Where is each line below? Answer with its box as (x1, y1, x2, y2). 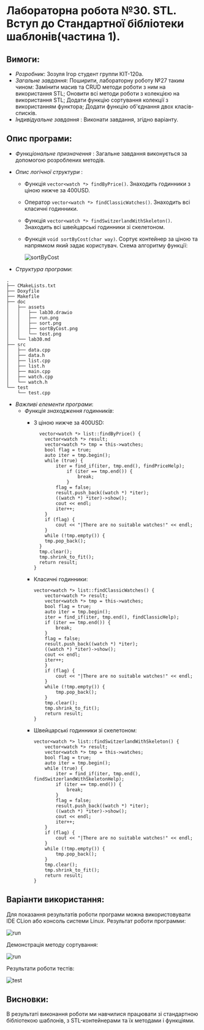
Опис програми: (6, 133, 72, 144)
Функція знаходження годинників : (24, 407, 115, 414)
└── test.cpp (17, 389, 51, 396)
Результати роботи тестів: (6, 964, 75, 972)
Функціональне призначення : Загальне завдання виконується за (15, 149, 187, 157)
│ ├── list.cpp (6, 358, 51, 364)
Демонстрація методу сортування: (6, 941, 99, 948)
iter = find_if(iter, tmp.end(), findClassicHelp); (45, 614, 179, 620)
